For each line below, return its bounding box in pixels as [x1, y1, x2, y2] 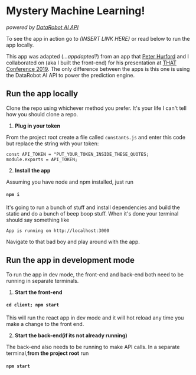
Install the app [14, 167, 51, 174]
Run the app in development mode [6, 255, 135, 265]
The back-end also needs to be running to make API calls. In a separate [6, 343, 180, 350]
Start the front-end [14, 288, 63, 296]
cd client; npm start [6, 302, 60, 308]
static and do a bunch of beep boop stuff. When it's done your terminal [6, 210, 179, 217]
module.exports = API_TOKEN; [6, 156, 78, 162]
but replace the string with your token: [6, 140, 99, 147]
